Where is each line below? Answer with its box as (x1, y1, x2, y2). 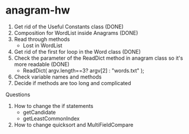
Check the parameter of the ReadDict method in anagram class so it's (14, 54, 183, 61)
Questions (5, 91, 31, 98)
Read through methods (14, 35, 70, 43)
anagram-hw (5, 4, 70, 17)
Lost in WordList (22, 42, 62, 49)
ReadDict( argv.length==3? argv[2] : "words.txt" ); (22, 67, 145, 74)
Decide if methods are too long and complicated (14, 79, 131, 86)
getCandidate (22, 109, 57, 116)
